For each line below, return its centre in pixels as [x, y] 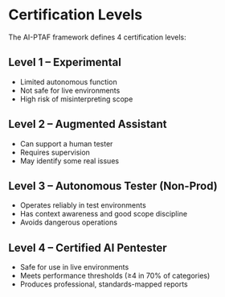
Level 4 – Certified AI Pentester [88, 248]
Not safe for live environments [70, 90]
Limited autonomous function [69, 81]
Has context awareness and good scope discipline [103, 214]
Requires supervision [55, 152]
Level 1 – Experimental [65, 62]
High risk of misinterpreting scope [76, 99]
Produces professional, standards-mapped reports [104, 284]
